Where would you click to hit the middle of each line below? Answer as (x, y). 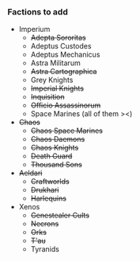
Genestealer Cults (60, 215)
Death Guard (51, 156)
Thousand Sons (56, 165)
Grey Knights (52, 80)
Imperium (34, 29)
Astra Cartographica (64, 72)
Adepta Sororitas (58, 37)
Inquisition (47, 97)
